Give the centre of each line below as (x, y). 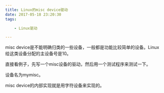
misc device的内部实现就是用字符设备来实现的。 (55, 85)
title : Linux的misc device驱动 (37, 10)
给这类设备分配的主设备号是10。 (38, 53)
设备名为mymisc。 (24, 75)
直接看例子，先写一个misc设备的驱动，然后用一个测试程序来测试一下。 (78, 64)
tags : (11, 19)
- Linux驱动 (26, 28)
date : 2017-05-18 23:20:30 (33, 14)
